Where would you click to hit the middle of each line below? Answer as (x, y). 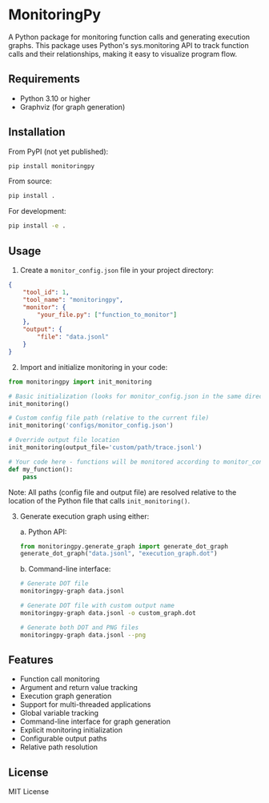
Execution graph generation (66, 696)
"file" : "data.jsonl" (73, 337)
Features (31, 659)
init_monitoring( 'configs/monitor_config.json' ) (91, 426)
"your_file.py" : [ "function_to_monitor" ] (107, 315)
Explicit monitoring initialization (71, 730)
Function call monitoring (60, 679)
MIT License (29, 792)
